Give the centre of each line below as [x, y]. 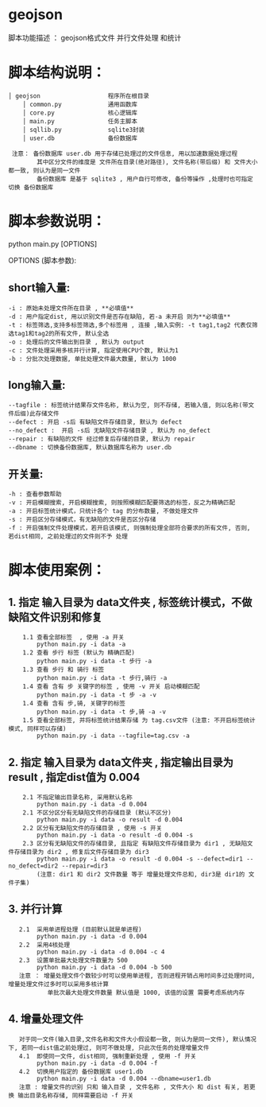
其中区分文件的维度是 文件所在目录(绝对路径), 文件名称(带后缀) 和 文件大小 [147, 162]
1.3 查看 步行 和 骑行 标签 [64, 670]
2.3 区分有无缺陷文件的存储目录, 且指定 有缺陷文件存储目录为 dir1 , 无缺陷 [135, 844]
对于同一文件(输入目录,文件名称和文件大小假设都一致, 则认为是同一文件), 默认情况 [137, 1039]
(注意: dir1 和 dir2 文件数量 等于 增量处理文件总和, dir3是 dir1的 [141, 875]
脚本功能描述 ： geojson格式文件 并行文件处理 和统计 [95, 37]
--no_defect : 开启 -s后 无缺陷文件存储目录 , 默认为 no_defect [110, 431]
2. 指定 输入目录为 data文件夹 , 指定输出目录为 [121, 762]
